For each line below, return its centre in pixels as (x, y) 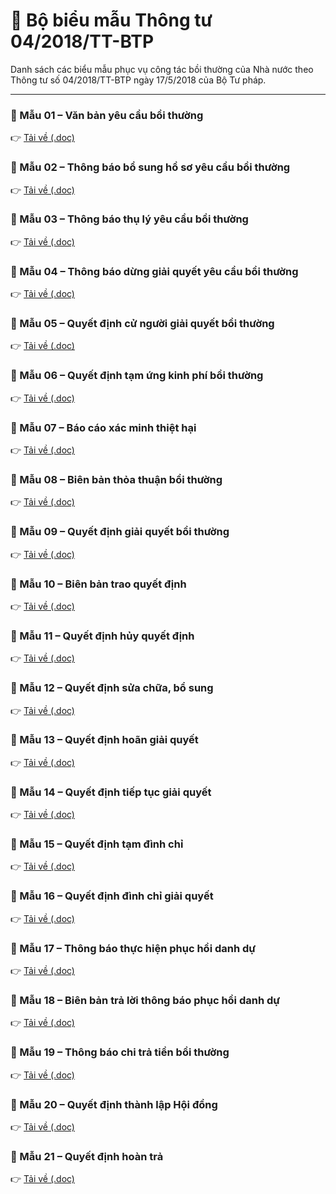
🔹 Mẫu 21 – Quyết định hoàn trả (87, 1156)
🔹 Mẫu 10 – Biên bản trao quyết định (98, 584)
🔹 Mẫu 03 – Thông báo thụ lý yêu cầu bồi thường (129, 219)
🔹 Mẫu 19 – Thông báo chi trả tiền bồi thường (120, 1052)
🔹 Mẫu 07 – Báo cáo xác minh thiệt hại (103, 427)
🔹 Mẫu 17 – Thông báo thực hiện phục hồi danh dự (133, 948)
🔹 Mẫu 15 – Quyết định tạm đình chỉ (97, 844)
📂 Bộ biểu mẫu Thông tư (111, 20)
